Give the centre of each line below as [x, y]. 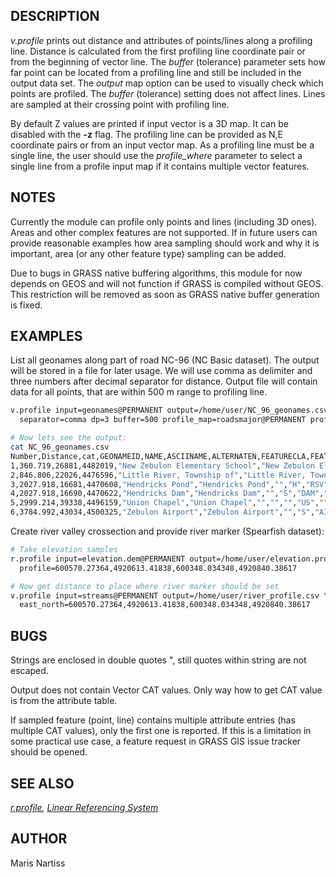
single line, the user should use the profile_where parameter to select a [156, 155]
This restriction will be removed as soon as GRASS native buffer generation [165, 294]
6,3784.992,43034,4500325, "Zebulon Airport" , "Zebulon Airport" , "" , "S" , [162, 512]
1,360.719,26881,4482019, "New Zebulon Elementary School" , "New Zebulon [162, 465]
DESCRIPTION [55, 16]
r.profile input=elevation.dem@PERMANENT [98, 559]
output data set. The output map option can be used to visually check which [167, 83]
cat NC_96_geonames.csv [60, 447]
